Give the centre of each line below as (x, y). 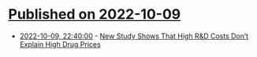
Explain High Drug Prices (60, 44)
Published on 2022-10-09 (95, 14)
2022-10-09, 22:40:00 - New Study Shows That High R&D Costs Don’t (134, 36)
